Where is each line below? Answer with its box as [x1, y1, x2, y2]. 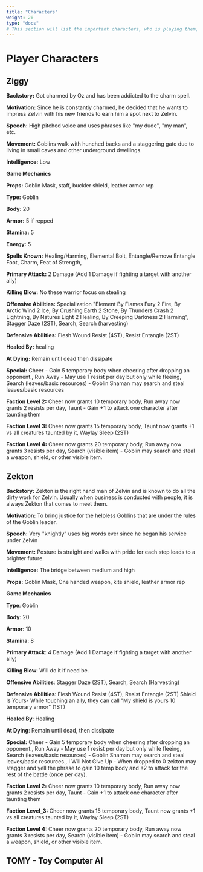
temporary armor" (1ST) [6, 703, 65, 711]
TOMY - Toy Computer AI [6, 856, 103, 866]
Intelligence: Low [6, 158, 50, 166]
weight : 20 [6, 15, 34, 21]
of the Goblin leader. [6, 518, 57, 526]
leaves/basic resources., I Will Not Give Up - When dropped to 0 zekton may [6, 758, 196, 765]
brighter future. [6, 555, 44, 562]
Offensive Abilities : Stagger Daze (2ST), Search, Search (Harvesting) [6, 679, 180, 686]
